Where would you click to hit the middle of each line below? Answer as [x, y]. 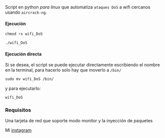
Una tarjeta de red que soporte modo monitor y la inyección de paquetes [79, 121]
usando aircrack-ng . [26, 12]
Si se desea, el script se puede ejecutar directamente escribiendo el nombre [82, 65]
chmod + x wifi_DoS [24, 34]
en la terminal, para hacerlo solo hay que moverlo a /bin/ [63, 70]
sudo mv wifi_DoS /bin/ [30, 79]
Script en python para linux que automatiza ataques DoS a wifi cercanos [78, 7]
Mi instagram [18, 130]
